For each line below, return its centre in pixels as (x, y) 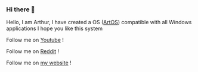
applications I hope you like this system (55, 28)
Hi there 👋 (21, 9)
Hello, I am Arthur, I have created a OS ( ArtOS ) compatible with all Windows (99, 22)
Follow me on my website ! (39, 63)
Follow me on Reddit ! (33, 51)
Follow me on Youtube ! (35, 40)
